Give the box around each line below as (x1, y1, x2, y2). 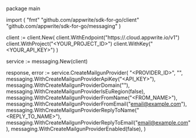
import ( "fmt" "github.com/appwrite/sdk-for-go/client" (6, 16, 139, 23)
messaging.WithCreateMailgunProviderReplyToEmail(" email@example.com (6, 119, 188, 126)
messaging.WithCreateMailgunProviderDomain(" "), (6, 82, 130, 89)
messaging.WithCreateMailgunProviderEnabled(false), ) (11, 126, 146, 132)
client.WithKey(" (114, 41, 153, 47)
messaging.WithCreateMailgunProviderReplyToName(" (6, 107, 139, 113)
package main (6, 5, 41, 12)
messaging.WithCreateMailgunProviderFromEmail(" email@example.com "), (6, 100, 187, 107)
